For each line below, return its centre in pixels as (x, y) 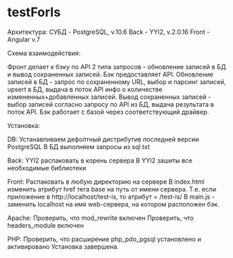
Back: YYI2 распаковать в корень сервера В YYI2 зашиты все (100, 160)
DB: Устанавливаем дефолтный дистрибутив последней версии (103, 139)
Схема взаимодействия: (44, 53)
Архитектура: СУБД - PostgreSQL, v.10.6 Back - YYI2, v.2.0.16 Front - (108, 32)
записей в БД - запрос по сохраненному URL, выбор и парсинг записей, (117, 81)
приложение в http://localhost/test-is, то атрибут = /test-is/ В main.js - (111, 197)
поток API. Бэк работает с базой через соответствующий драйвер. (108, 112)
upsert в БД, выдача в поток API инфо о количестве (85, 89)
